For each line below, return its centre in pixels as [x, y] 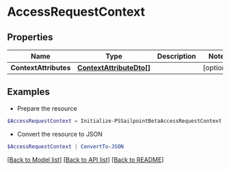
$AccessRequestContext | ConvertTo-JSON [66, 146]
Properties [30, 37]
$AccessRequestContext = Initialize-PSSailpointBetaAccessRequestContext [115, 121]
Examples [28, 92]
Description [177, 56]
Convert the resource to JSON [60, 134]
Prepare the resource [47, 108]
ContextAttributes [41, 68]
